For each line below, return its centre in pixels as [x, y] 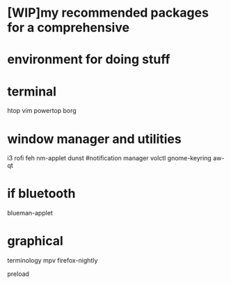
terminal [32, 91]
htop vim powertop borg [42, 111]
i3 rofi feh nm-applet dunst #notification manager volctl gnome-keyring [110, 158]
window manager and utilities [95, 139]
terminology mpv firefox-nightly [53, 261]
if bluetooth [41, 194]
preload [18, 274]
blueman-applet [30, 213]
